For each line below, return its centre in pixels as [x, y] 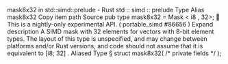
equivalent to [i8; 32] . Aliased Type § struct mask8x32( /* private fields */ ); [114, 53]
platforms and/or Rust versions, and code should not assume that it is [105, 46]
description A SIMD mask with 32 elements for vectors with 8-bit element [111, 31]
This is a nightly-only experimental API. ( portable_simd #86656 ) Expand [110, 24]
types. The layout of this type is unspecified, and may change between [107, 39]
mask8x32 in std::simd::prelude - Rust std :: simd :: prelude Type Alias [106, 10]
